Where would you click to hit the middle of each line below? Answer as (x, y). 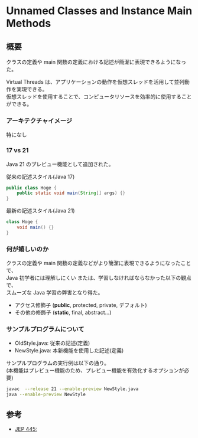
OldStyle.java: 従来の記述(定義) (52, 343)
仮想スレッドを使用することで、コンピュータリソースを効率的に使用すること (99, 97)
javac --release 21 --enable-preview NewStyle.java (72, 389)
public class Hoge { (32, 188)
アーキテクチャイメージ (39, 120)
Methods (29, 23)
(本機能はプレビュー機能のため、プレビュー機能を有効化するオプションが (95, 371)
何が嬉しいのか (27, 249)
